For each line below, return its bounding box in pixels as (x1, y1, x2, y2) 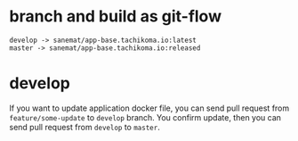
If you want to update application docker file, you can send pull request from (9, 103, 290, 113)
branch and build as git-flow (9, 6, 222, 27)
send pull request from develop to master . (9, 121, 160, 132)
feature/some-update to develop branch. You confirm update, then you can (9, 112, 282, 122)
